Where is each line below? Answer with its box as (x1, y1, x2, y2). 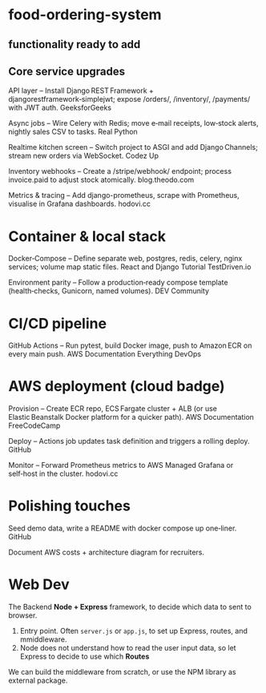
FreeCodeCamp (8, 421, 61, 430)
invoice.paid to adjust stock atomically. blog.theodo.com (8, 175, 195, 185)
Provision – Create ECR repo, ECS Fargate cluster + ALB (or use (8, 404, 218, 413)
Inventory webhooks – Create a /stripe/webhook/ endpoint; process (8, 167, 232, 176)
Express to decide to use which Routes (19, 651, 150, 662)
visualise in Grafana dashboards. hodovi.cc (8, 199, 151, 209)
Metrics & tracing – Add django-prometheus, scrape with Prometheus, (8, 191, 240, 200)
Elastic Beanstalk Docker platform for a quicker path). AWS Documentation (8, 413, 255, 422)
